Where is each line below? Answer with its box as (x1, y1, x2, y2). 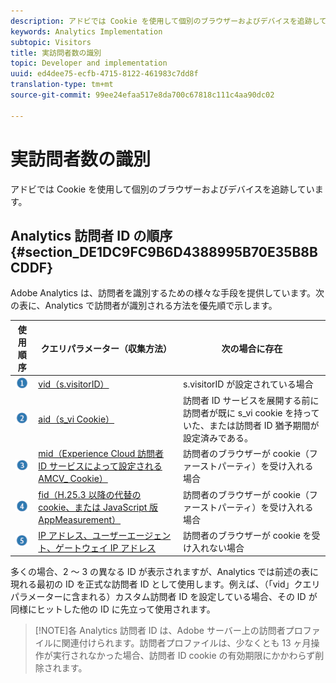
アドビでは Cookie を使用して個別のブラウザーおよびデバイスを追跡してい (10, 183, 315, 195)
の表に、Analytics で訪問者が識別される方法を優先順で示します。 (10, 300, 278, 312)
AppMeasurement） (38, 513, 122, 525)
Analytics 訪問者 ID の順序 (10, 227, 173, 244)
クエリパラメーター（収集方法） (40, 342, 172, 354)
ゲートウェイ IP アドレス (55, 541, 157, 554)
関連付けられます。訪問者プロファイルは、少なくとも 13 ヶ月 (61, 637, 312, 649)
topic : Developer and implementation (10, 58, 168, 69)
